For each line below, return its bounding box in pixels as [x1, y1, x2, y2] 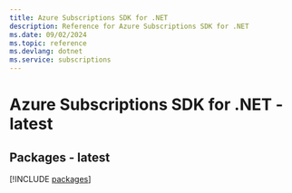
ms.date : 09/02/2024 [9, 30, 88, 39]
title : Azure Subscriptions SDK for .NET [9, 13, 169, 23]
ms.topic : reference [9, 38, 88, 48]
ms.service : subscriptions [9, 55, 112, 64]
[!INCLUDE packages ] [9, 174, 92, 184]
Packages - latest [9, 150, 111, 165]
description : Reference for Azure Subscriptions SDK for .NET [9, 22, 249, 31]
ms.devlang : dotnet [9, 47, 83, 56]
